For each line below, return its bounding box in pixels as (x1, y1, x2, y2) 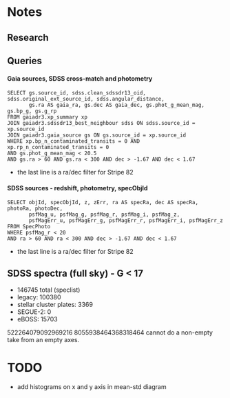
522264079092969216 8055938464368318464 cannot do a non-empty (7, 328, 213, 337)
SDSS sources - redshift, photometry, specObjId (7, 183, 148, 192)
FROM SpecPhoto (7, 223, 51, 230)
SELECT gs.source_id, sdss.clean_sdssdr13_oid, (7, 90, 147, 97)
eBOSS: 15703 (17, 315, 58, 324)
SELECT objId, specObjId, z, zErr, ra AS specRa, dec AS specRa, (7, 199, 198, 206)
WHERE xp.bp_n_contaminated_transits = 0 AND (7, 138, 140, 145)
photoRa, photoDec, (7, 205, 63, 212)
